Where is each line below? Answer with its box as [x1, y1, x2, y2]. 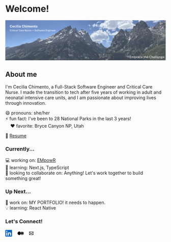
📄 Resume [5, 133, 27, 139]
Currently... [5, 145, 35, 153]
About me [5, 70, 37, 79]
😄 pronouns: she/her [5, 110, 50, 116]
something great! [5, 175, 41, 181]
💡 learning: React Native [5, 205, 56, 211]
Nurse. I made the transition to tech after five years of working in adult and [5, 89, 162, 95]
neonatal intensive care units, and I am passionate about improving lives [5, 95, 156, 101]
